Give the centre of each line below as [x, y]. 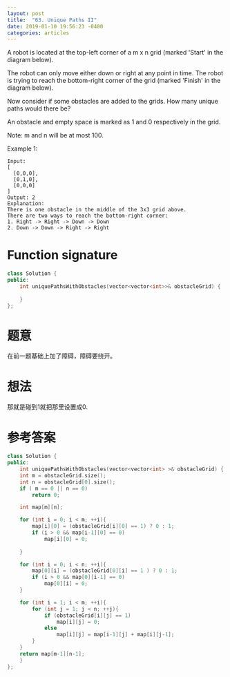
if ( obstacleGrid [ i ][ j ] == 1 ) [87, 616]
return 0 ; [46, 495]
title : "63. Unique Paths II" [52, 20]
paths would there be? [39, 108]
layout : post [26, 13]
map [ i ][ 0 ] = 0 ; [66, 539]
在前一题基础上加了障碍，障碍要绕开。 [61, 356]
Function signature [63, 255]
